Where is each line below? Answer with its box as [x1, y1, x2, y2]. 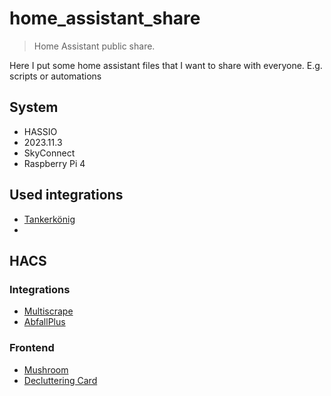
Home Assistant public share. [33, 40, 156, 52]
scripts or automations [9, 70, 102, 82]
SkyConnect [23, 147, 76, 159]
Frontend [9, 341, 55, 355]
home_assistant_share [9, 7, 201, 30]
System [9, 99, 59, 116]
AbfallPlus [23, 316, 66, 328]
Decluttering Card [23, 374, 98, 386]
